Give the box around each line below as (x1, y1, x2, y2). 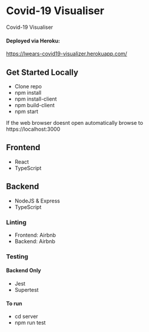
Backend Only (6, 267, 41, 274)
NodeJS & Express (14, 197, 60, 204)
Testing (6, 252, 28, 260)
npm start (14, 108, 38, 115)
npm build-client (14, 101, 55, 108)
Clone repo (14, 82, 42, 89)
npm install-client (14, 95, 57, 102)
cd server (14, 313, 38, 320)
